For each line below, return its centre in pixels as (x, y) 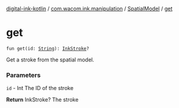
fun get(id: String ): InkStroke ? (48, 48)
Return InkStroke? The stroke (42, 100)
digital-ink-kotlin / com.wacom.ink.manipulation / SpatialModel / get (89, 9)
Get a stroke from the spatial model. (50, 60)
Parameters (23, 75)
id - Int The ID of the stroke (40, 88)
